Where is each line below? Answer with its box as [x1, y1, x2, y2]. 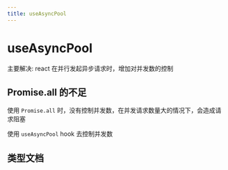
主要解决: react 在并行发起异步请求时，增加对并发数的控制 [7, 64, 174, 72]
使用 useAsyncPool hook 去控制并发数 [7, 130, 113, 138]
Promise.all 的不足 [7, 86, 87, 98]
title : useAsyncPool [7, 10, 67, 17]
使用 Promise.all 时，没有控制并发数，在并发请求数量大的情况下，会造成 [7, 106, 215, 115]
